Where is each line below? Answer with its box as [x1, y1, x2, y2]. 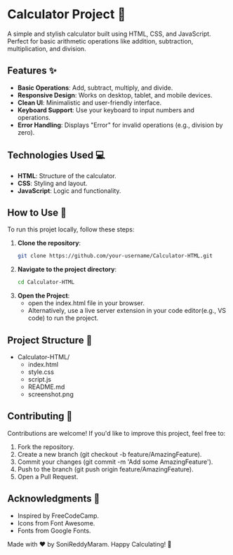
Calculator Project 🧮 [7, 6, 126, 22]
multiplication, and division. [7, 44, 86, 53]
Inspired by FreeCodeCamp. [17, 511, 100, 520]
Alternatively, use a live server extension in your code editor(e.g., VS [27, 307, 227, 315]
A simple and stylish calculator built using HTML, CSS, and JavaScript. [7, 29, 212, 38]
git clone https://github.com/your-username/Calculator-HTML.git [17, 253, 213, 260]
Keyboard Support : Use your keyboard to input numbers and [17, 105, 194, 114]
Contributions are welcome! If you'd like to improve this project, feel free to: [7, 429, 226, 437]
